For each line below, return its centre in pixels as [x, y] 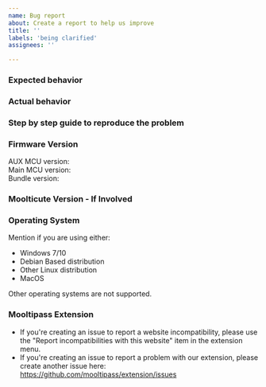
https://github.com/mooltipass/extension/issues [98, 374]
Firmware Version [43, 144]
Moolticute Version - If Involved [70, 199]
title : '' [25, 30]
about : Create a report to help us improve [81, 23]
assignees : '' [32, 45]
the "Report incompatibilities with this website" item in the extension [131, 340]
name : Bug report [37, 16]
